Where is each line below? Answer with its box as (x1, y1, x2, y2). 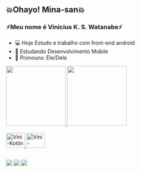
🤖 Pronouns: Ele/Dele (14, 54, 67, 61)
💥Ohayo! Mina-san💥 (6, 5, 85, 15)
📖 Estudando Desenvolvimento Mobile (14, 48, 108, 55)
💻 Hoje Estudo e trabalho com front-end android (14, 39, 135, 46)
